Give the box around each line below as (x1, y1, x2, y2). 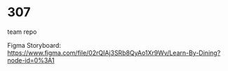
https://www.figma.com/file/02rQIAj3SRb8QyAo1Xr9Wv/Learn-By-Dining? (7, 49, 221, 57)
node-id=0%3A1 (7, 56, 55, 64)
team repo (7, 27, 37, 36)
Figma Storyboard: (7, 41, 62, 49)
